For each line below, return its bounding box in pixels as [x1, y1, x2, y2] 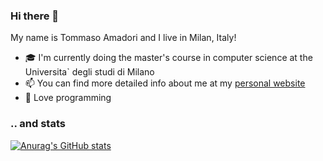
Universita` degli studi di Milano [24, 66, 155, 78]
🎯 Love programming [24, 92, 112, 104]
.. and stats [10, 117, 66, 131]
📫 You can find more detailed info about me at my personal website [24, 77, 306, 89]
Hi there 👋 [10, 9, 60, 23]
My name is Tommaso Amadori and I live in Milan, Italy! [10, 32, 237, 44]
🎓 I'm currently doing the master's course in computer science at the [24, 52, 313, 64]
